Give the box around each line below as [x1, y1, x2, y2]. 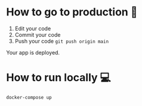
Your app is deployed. [6, 49, 60, 56]
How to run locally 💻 [6, 71, 112, 85]
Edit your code [14, 25, 51, 32]
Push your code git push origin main [14, 37, 109, 44]
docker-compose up [6, 94, 52, 100]
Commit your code [14, 31, 61, 38]
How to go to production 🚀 [6, 5, 138, 19]
